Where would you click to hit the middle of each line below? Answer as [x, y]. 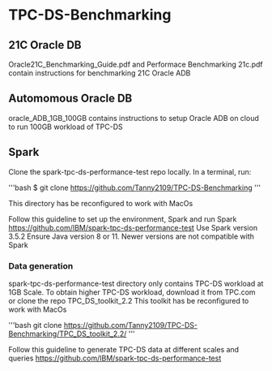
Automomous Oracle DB [70, 99]
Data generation [41, 265]
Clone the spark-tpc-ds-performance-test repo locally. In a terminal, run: [130, 171]
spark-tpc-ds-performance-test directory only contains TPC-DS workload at [136, 283]
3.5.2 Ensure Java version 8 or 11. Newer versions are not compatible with [132, 236]
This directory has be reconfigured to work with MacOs [101, 203]
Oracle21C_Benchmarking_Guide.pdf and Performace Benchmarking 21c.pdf [136, 64]
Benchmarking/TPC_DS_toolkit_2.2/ [68, 334]
